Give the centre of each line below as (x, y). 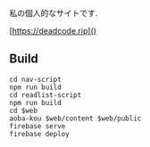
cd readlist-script (46, 95)
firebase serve (37, 126)
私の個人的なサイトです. (54, 13)
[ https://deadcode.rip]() (53, 31)
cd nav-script (36, 79)
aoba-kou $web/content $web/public (75, 118)
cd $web (24, 110)
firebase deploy (39, 134)
